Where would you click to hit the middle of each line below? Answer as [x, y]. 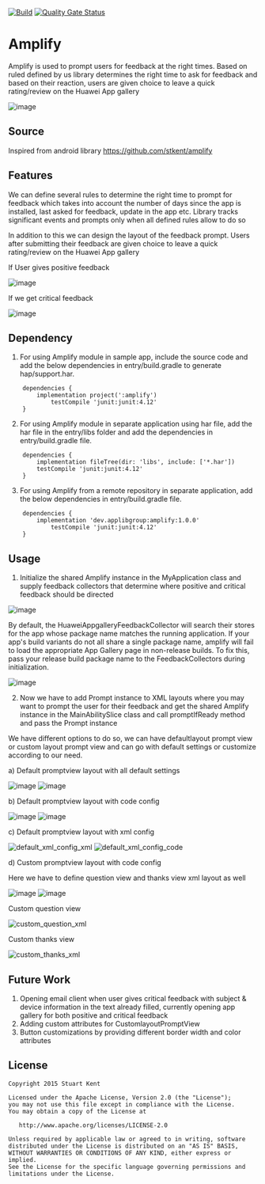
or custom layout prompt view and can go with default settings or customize [132, 747]
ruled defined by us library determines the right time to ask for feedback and [133, 74]
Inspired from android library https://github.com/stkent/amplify [110, 150]
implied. [23, 1159]
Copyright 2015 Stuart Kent [55, 1083]
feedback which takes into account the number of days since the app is [125, 203]
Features [30, 175]
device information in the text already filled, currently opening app [127, 1007]
